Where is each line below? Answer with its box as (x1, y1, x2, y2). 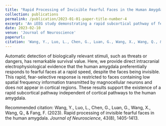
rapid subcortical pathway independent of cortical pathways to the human (5, 89, 156, 95)
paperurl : (5, 35, 26, 40)
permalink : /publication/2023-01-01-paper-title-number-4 (5, 16, 127, 21)
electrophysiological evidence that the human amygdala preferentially (5, 63, 147, 69)
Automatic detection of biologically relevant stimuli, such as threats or (5, 53, 147, 59)
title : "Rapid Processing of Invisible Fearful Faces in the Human (5, 7, 147, 12)
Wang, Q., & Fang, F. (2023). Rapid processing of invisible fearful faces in (5, 110, 155, 116)
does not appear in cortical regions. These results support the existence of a (5, 84, 161, 90)
